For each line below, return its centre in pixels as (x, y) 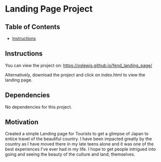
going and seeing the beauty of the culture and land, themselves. (70, 154)
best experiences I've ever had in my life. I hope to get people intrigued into (80, 149)
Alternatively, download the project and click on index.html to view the (75, 75)
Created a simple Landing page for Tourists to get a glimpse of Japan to (77, 134)
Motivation (22, 122)
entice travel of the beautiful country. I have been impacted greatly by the (79, 139)
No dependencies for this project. (39, 107)
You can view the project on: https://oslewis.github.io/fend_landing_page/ (79, 65)
